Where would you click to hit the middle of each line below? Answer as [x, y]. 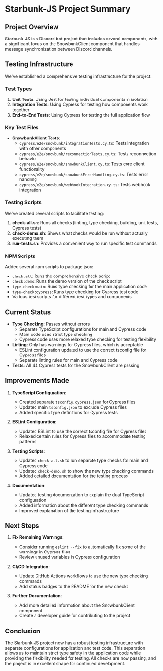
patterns [28, 441]
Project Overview [32, 27]
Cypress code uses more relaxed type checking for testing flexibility [88, 339]
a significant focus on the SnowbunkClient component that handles [72, 44]
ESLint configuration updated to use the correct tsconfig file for [83, 350]
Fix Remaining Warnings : [38, 537]
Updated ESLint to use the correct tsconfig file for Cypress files [83, 431]
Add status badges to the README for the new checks [74, 587]
